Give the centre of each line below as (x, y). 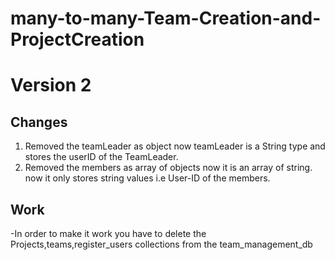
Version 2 (51, 85)
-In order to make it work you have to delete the (108, 233)
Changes (39, 122)
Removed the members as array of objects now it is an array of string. (168, 168)
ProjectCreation (77, 39)
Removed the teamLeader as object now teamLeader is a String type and (175, 146)
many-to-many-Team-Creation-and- (166, 18)
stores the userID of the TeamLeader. (101, 157)
